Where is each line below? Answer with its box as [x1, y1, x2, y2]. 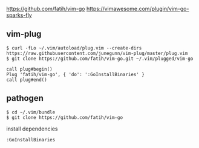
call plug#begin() [6, 66, 53, 72]
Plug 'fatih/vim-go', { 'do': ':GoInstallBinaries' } [6, 71, 145, 77]
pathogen [6, 93, 44, 103]
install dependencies [6, 125, 58, 132]
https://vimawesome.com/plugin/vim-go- [86, 5, 189, 12]
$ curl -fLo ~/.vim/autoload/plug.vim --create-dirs [6, 45, 142, 51]
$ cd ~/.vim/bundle [6, 109, 56, 115]
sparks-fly [6, 11, 32, 19]
